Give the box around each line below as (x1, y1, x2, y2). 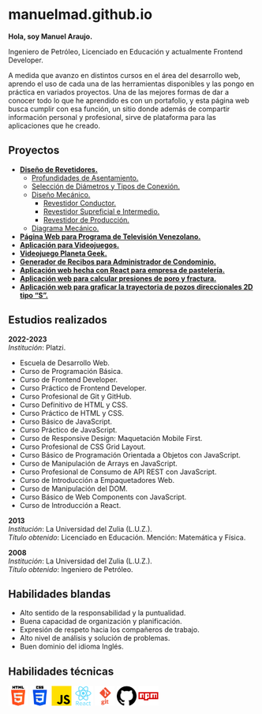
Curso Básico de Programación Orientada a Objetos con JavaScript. (19, 450, 241, 459)
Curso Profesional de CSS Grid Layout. (19, 442, 146, 451)
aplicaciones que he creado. (8, 121, 101, 130)
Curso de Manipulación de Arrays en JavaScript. (19, 458, 178, 468)
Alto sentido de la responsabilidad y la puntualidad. (19, 608, 186, 618)
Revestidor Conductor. (43, 198, 117, 207)
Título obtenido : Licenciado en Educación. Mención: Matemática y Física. (8, 533, 246, 542)
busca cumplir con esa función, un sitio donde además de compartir (8, 104, 230, 114)
